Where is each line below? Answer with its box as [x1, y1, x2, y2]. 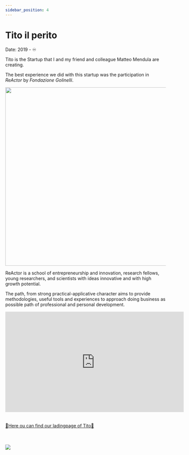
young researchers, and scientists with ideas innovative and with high [5, 275, 152, 281]
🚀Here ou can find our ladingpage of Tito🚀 [5, 422, 94, 428]
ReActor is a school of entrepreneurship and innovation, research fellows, [5, 270, 159, 276]
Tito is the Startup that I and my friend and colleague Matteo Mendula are [5, 56, 159, 62]
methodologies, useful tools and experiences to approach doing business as [5, 296, 166, 302]
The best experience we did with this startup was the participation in [5, 71, 149, 78]
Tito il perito [5, 29, 58, 41]
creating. [5, 62, 24, 68]
